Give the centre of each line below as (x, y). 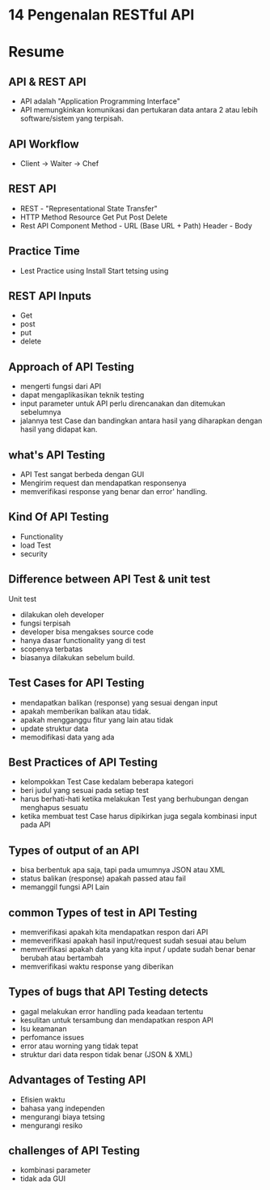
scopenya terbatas (51, 649)
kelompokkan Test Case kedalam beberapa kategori (107, 782)
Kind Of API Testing (59, 517)
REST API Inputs (50, 296)
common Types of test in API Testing (103, 913)
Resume (36, 52)
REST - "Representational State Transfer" (89, 208)
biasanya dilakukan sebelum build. (77, 657)
